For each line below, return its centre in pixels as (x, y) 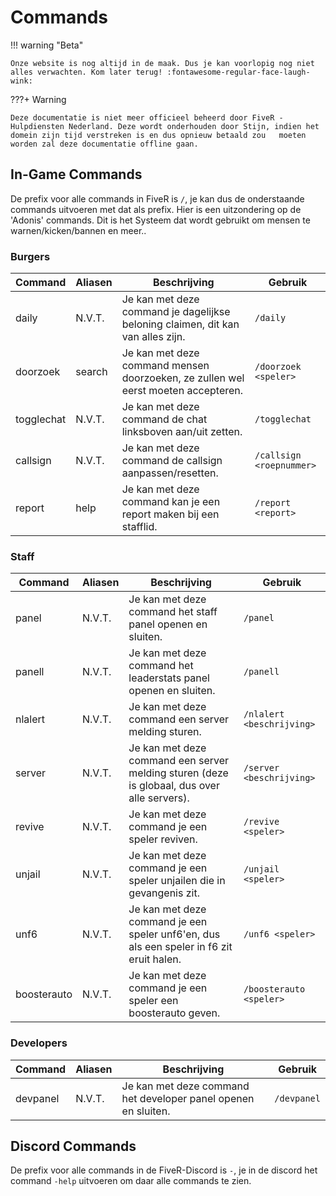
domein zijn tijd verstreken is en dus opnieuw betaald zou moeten (158, 135)
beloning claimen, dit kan (180, 324)
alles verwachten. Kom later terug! (86, 72)
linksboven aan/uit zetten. (182, 432)
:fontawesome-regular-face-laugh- (238, 72)
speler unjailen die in (177, 881)
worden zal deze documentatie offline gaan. (104, 144)
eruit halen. (155, 959)
